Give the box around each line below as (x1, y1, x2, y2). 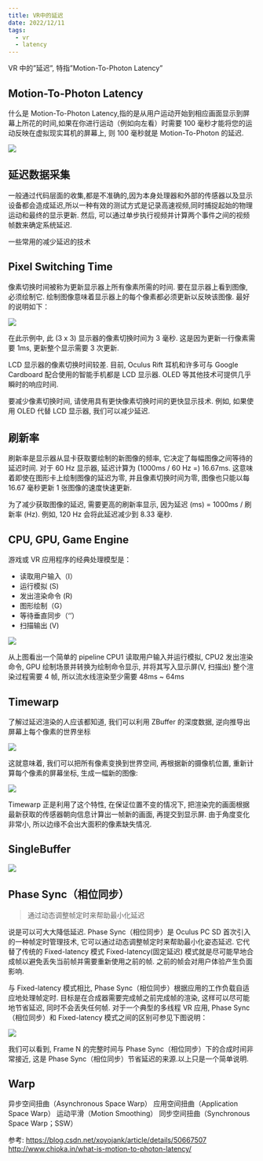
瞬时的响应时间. (8, 379, 59, 389)
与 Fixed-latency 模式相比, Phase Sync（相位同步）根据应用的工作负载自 (8, 983, 243, 993)
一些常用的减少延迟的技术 (8, 237, 91, 246)
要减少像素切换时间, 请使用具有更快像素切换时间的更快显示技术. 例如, (8, 396, 232, 405)
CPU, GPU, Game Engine (8, 533, 130, 546)
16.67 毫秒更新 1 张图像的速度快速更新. (8, 483, 132, 493)
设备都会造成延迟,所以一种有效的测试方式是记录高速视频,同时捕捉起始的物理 (8, 200, 254, 209)
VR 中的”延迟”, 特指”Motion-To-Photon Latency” (8, 64, 163, 73)
